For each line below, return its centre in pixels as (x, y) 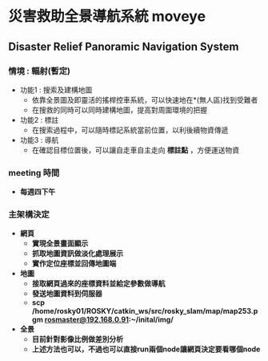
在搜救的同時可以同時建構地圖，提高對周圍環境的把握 (120, 110)
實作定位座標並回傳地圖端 (74, 264)
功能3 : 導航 (39, 140)
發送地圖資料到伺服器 (67, 294)
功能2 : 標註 (39, 120)
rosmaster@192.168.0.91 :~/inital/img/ (109, 320)
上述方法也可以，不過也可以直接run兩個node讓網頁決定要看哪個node (146, 349)
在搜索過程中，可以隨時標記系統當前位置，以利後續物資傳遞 (130, 130)
